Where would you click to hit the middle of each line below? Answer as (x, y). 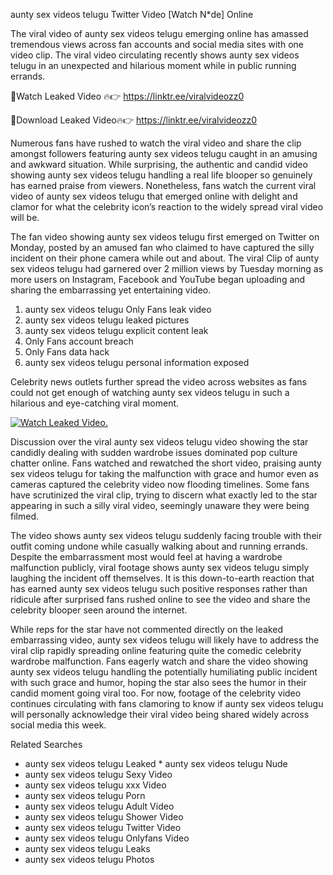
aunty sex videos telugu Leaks (87, 848)
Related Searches (46, 744)
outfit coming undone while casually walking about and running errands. (159, 546)
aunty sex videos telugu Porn (85, 795)
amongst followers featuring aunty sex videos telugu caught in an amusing (164, 153)
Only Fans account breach (79, 341)
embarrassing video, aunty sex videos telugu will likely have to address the (165, 640)
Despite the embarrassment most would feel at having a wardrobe (146, 557)
